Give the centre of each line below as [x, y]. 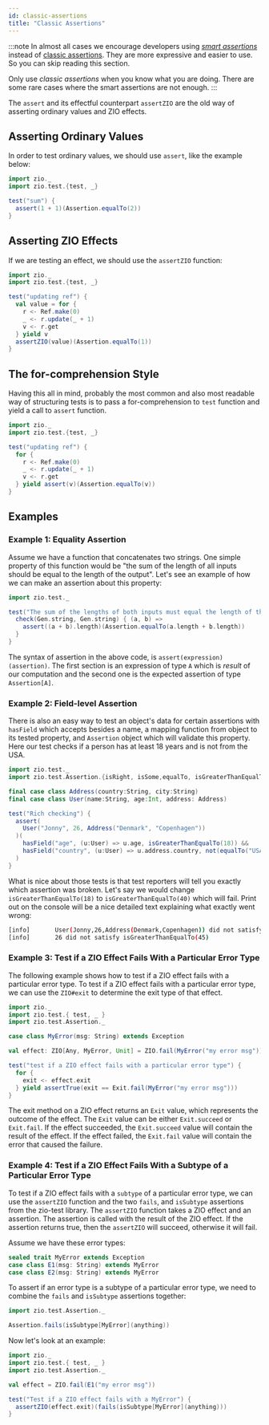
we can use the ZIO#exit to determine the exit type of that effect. [115, 993]
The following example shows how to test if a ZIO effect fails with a [119, 975]
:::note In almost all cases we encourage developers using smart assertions [133, 46]
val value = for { [46, 304]
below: [19, 164]
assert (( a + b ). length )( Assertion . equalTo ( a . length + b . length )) [134, 627]
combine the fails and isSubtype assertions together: [97, 1296]
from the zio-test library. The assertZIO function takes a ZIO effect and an [130, 1210]
